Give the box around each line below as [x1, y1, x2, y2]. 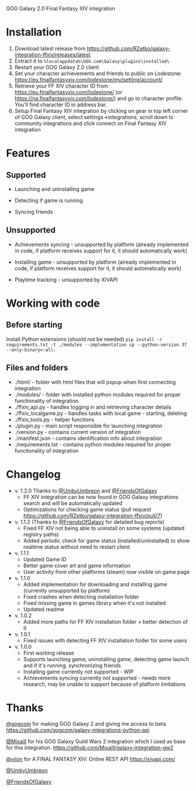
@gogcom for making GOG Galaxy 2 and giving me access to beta [6, 721, 166, 728]
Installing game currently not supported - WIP [23, 668, 134, 675]
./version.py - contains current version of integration [14, 428, 142, 435]
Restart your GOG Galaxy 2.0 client [14, 63, 99, 70]
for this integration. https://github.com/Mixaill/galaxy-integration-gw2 [6, 744, 174, 751]
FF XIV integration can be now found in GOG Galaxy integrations [23, 493, 178, 500]
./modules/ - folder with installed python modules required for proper [14, 391, 181, 398]
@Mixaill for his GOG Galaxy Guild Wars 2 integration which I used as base [6, 738, 186, 745]
